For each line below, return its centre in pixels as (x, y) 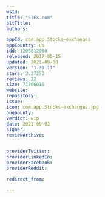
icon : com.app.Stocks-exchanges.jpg (52, 107)
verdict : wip (23, 118)
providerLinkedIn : (29, 157)
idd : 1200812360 (27, 51)
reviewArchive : (25, 135)
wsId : (13, 12)
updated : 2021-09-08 (32, 62)
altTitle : (19, 23)
